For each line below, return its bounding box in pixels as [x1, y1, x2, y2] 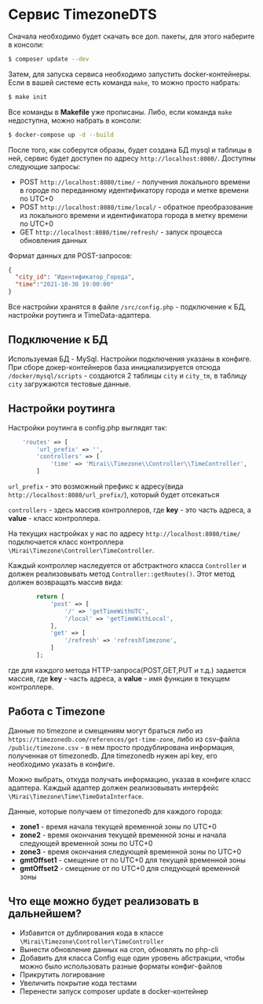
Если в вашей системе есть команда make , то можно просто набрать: [8, 77, 241, 87]
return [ [36, 592, 65, 601]
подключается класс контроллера [8, 537, 124, 547]
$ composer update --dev [8, 55, 89, 63]
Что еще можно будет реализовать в [8, 895, 199, 908]
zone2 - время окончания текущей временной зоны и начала [19, 830, 227, 840]
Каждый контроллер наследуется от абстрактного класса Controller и [8, 561, 247, 570]
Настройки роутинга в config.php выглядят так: [8, 423, 167, 432]
